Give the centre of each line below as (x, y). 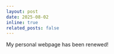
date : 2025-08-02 (27, 17)
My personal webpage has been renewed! (57, 45)
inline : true (22, 22)
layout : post (22, 11)
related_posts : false (33, 28)
